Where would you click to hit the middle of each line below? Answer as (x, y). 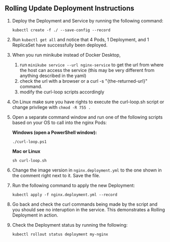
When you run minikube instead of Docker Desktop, (66, 55)
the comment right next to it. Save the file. (56, 175)
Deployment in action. (35, 215)
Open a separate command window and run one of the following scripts (87, 117)
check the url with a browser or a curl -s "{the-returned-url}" (83, 81)
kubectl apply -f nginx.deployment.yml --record (65, 195)
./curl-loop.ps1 (29, 142)
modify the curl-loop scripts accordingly (62, 92)
